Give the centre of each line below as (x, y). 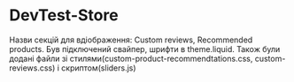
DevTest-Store (64, 15)
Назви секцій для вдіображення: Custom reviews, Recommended (131, 40)
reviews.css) (32, 68)
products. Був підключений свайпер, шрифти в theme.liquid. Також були (145, 48)
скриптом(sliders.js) (99, 68)
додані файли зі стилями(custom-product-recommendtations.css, (131, 58)
